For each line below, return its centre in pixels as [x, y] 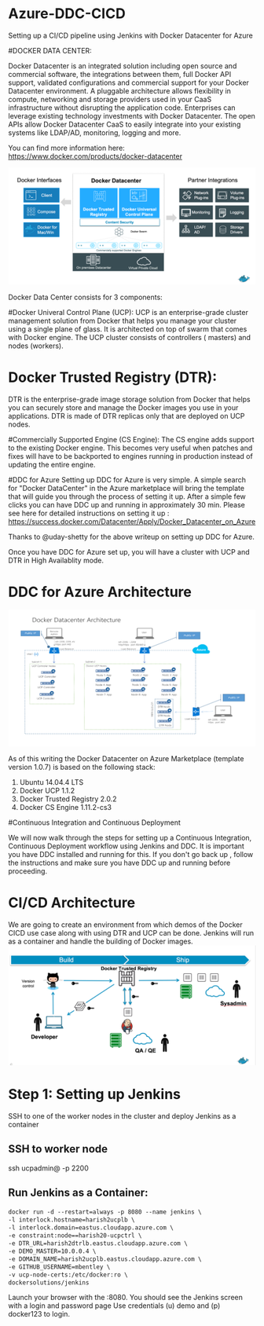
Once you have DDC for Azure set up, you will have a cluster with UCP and [129, 552]
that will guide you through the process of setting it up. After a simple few [127, 496]
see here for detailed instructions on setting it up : [89, 513]
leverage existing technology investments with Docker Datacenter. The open [132, 115]
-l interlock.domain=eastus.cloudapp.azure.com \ [91, 1227]
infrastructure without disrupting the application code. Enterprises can [122, 108]
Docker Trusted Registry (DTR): [113, 377]
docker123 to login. [39, 1313]
